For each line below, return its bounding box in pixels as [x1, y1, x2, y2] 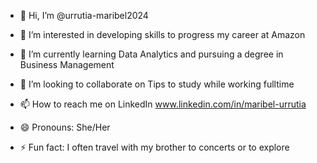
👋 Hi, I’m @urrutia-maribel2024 [19, 10, 149, 21]
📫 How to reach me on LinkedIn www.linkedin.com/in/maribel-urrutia [19, 98, 307, 110]
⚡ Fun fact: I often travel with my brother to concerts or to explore [19, 141, 290, 153]
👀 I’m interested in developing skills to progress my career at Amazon [19, 29, 306, 40]
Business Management [19, 59, 115, 70]
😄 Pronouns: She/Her [19, 121, 111, 133]
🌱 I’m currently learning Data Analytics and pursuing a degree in [19, 48, 284, 60]
